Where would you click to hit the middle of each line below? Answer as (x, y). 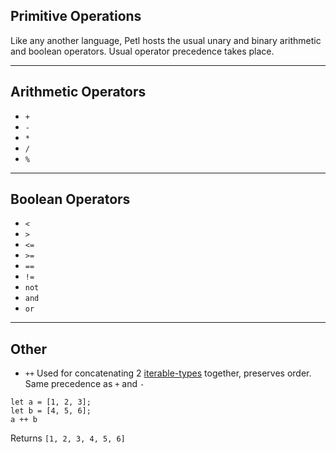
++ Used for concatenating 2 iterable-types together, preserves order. (168, 373)
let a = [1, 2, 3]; (51, 402)
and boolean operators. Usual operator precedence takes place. (142, 51)
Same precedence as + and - (84, 384)
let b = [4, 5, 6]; (51, 411)
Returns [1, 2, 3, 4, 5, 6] (68, 438)
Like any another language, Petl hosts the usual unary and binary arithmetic (166, 40)
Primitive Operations (76, 16)
